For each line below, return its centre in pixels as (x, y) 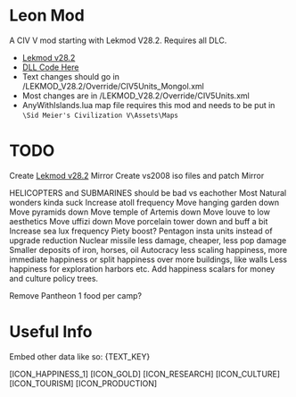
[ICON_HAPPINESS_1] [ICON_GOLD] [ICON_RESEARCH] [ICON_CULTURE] (145, 374)
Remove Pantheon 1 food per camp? (76, 295)
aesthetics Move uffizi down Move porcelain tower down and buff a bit (139, 221)
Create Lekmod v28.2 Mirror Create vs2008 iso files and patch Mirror (137, 175)
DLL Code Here (50, 67)
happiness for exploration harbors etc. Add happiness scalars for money (142, 268)
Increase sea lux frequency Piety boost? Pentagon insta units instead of (141, 231)
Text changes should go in (71, 76)
